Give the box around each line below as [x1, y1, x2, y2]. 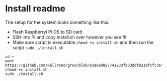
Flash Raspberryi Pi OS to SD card [12, 29, 83, 35]
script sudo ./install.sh [12, 44, 64, 50]
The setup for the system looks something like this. [5, 19, 110, 25]
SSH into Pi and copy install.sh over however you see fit [12, 34, 127, 40]
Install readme [5, 3, 66, 14]
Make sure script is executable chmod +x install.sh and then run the [12, 39, 154, 45]
